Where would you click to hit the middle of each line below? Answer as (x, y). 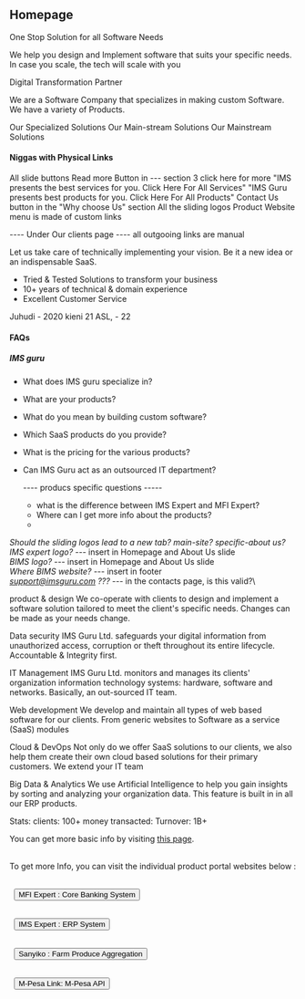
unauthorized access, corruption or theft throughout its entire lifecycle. (142, 645)
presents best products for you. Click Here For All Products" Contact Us (144, 198)
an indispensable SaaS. (53, 262)
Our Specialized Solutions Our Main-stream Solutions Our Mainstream (141, 127)
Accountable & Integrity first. (63, 655)
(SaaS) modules (40, 729)
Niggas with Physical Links (61, 158)
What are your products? (69, 399)
